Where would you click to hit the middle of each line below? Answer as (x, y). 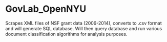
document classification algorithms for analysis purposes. (66, 34)
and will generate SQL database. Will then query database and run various (84, 28)
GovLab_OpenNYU (46, 9)
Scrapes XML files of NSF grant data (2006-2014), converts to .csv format (84, 23)
